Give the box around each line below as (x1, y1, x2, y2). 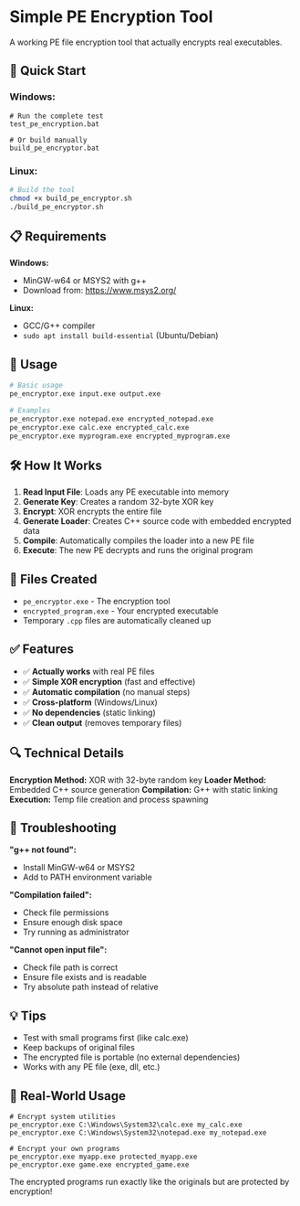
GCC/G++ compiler (22, 320, 96, 331)
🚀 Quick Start (9, 63, 87, 79)
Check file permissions (22, 907, 109, 918)
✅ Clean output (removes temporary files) (22, 717, 182, 728)
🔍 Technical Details (9, 745, 125, 761)
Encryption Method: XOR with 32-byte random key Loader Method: (9, 774, 267, 785)
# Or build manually (9, 135, 88, 144)
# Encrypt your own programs (9, 1145, 120, 1154)
